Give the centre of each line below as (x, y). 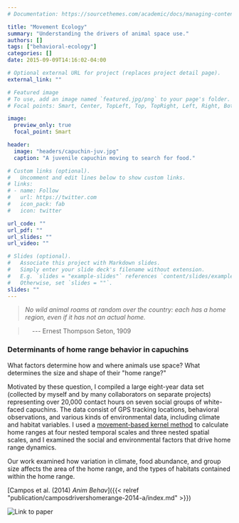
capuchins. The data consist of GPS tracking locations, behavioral (122, 409)
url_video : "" (28, 243)
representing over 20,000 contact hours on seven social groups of (105, 402)
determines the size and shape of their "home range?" (87, 372)
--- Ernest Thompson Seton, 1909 (81, 331)
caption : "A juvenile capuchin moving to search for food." (105, 158)
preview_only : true (43, 126)
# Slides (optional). (39, 257)
